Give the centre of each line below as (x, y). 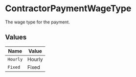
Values (16, 37)
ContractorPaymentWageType (68, 9)
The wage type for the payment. (37, 22)
